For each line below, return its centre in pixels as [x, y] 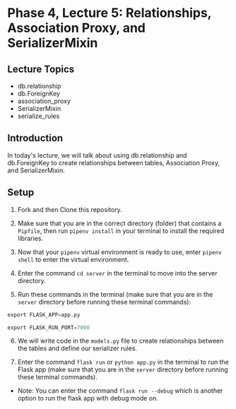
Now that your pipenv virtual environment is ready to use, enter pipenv [119, 251]
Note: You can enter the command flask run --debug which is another [120, 391]
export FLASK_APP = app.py [44, 315]
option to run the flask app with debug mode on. [88, 398]
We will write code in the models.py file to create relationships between [120, 341]
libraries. [30, 238]
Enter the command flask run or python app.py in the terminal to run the [123, 362]
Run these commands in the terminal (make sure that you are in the [115, 294]
